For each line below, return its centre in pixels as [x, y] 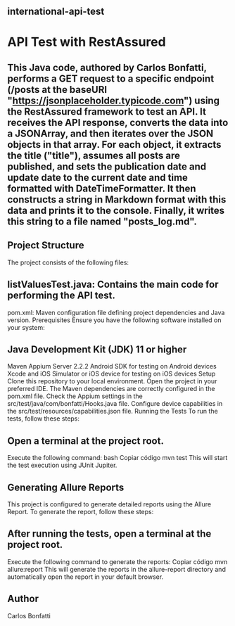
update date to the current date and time [98, 178]
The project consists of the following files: [68, 262]
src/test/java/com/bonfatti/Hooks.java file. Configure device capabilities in [115, 404]
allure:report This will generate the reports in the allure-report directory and [117, 569]
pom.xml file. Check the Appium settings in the [75, 396]
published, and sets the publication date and [107, 166]
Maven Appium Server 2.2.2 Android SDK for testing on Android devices [112, 366]
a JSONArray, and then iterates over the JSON [110, 133]
